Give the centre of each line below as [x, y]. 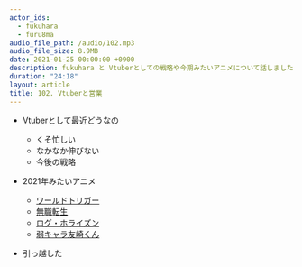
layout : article [40, 85]
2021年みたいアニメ [59, 180]
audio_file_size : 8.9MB [54, 51]
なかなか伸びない [68, 151]
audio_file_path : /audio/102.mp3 [72, 43]
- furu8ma [36, 34]
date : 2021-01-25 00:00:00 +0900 [72, 60]
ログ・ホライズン [68, 223]
